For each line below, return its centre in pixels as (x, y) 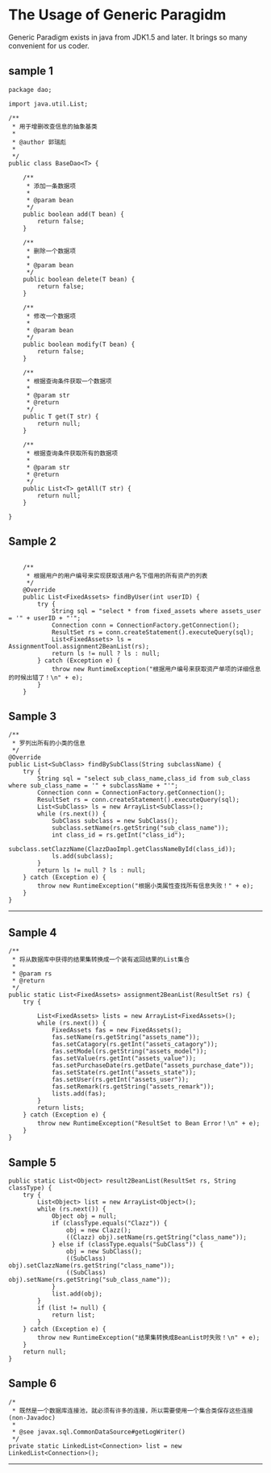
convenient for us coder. (49, 45)
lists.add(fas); (79, 1094)
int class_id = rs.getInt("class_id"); (118, 835)
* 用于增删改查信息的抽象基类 (55, 127)
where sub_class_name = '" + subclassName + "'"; (94, 786)
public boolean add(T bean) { (74, 214)
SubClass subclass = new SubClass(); (115, 821)
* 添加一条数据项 (51, 186)
